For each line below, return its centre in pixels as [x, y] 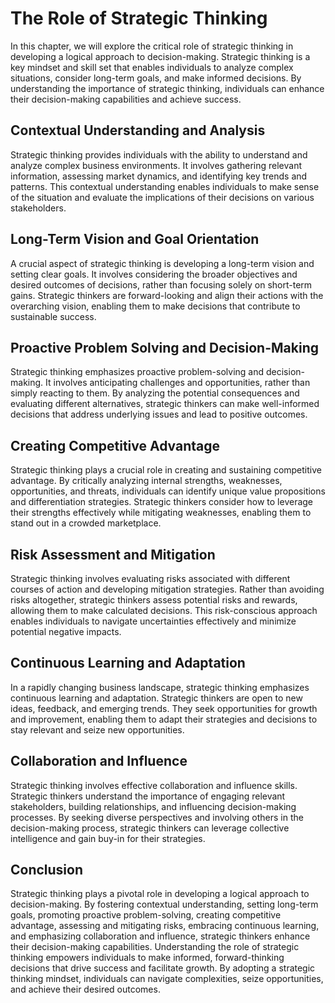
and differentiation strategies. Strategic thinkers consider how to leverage [162, 502]
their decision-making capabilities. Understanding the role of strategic [155, 947]
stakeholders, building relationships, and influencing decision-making [153, 806]
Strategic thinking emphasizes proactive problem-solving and [137, 372]
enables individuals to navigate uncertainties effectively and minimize [153, 621]
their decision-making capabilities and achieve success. [126, 99]
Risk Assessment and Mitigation [113, 554]
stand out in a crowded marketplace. [86, 523]
